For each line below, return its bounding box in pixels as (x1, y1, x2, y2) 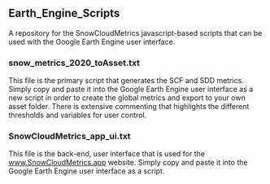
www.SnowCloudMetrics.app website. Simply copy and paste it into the (8, 158, 248, 168)
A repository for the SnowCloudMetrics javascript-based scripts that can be (8, 28, 263, 37)
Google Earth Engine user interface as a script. (8, 166, 165, 176)
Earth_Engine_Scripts (8, 7, 120, 20)
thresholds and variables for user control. (8, 110, 147, 120)
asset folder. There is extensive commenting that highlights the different (8, 102, 250, 112)
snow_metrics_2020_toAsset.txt (8, 57, 141, 68)
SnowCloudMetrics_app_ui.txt (8, 130, 132, 142)
